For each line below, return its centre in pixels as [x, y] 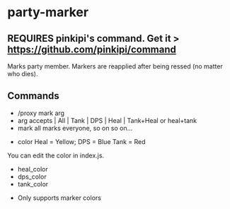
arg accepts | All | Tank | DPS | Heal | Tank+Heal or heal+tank [107, 120]
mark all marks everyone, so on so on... [75, 128]
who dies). [23, 74]
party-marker [48, 12]
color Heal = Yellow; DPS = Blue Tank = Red [82, 141]
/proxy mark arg [41, 113]
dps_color [32, 177]
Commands [34, 96]
